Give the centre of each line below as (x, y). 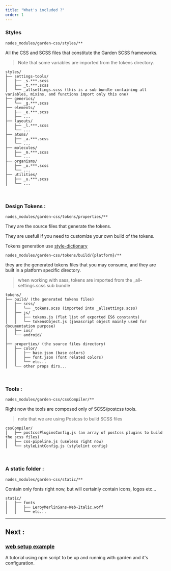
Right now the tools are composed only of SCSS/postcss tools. (71, 409)
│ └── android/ (24, 335)
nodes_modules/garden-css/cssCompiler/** (50, 400)
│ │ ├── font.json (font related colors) (54, 358)
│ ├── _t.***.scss (27, 85)
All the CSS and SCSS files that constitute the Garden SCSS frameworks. (81, 53)
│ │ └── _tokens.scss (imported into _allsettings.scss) (72, 308)
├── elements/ (20, 108)
